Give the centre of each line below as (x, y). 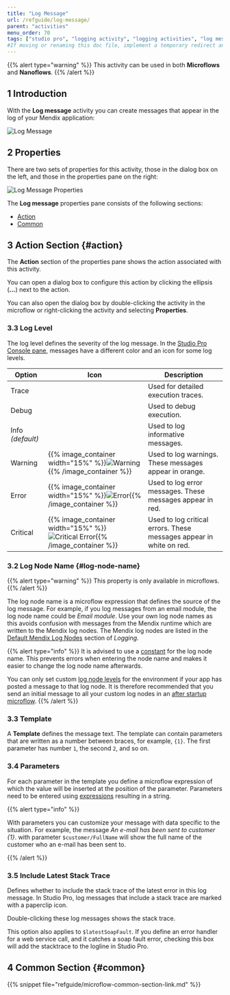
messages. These (177, 491)
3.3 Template (29, 719)
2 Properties (34, 153)
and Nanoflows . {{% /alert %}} (51, 72)
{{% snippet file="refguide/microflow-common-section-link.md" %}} (104, 984)
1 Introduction (37, 94)
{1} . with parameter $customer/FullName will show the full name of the (104, 837)
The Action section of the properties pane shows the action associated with (114, 262)
